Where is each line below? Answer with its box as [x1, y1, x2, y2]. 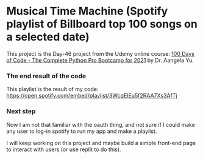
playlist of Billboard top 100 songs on [6, 17, 198, 31]
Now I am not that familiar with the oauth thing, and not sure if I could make [6, 121, 195, 128]
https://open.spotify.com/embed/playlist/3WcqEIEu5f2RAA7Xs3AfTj [6, 92, 178, 100]
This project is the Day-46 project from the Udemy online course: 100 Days [6, 50, 195, 57]
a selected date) [6, 30, 90, 44]
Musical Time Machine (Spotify [6, 4, 168, 18]
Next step [6, 107, 36, 116]
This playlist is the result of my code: [6, 86, 99, 93]
